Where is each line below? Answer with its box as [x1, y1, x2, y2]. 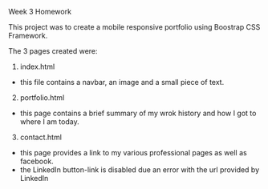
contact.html [19, 132, 63, 142]
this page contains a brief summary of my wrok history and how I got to [19, 108, 257, 118]
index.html [19, 62, 55, 71]
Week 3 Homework [8, 7, 72, 16]
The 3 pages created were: [8, 46, 98, 55]
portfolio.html [19, 93, 65, 103]
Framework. [8, 31, 48, 40]
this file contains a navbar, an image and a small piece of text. [19, 78, 225, 86]
